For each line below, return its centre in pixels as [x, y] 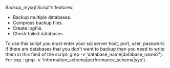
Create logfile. [28, 28]
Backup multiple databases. [42, 17]
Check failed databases [38, 33]
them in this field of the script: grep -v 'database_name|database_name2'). [84, 54]
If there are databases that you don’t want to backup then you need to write [85, 49]
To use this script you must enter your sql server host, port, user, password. [85, 43]
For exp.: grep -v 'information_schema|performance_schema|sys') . [77, 60]
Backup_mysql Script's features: [39, 7]
